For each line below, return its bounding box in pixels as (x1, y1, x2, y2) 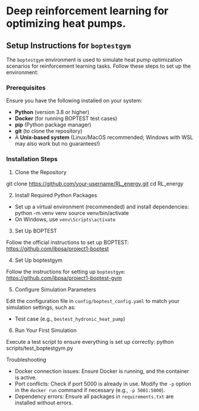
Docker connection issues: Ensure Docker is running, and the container (14, 367, 189, 375)
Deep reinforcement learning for (6, 4, 169, 18)
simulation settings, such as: (6, 303, 76, 311)
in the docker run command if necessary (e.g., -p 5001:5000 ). (14, 386, 165, 393)
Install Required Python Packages (14, 191, 97, 198)
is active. (14, 374, 37, 381)
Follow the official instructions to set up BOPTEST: (6, 239, 129, 246)
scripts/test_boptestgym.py (6, 344, 73, 352)
